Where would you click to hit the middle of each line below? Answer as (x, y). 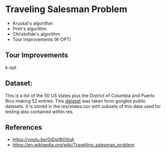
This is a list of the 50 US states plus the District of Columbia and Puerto (80, 95)
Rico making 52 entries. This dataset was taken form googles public (75, 101)
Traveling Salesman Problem (66, 9)
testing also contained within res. (39, 112)
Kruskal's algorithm (32, 23)
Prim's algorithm (29, 28)
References (24, 127)
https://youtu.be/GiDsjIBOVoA (43, 139)
